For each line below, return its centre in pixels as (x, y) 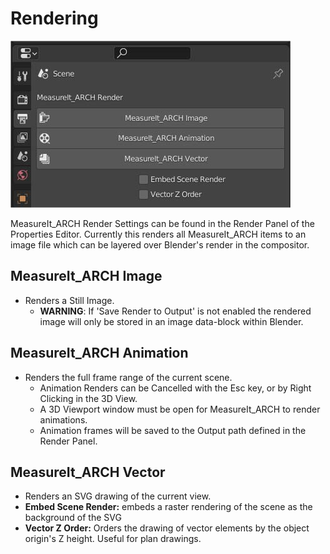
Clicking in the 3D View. (88, 398)
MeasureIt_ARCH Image (86, 276)
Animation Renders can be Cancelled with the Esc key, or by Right (175, 388)
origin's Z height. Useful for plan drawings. (113, 539)
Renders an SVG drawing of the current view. (118, 496)
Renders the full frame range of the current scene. (128, 377)
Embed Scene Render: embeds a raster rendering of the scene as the (168, 507)
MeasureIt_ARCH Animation (99, 353)
